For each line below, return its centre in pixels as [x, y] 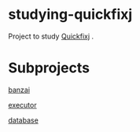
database [24, 120]
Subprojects [49, 68]
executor [22, 104]
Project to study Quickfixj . [51, 36]
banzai [19, 90]
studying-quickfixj [70, 15]
